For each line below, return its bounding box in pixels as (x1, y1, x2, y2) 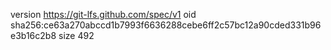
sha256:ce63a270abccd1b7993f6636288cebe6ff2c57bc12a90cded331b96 (10, 19, 322, 31)
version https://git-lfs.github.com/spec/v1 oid (10, 9, 197, 20)
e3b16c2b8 (10, 30, 57, 41)
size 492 (58, 30, 95, 41)
